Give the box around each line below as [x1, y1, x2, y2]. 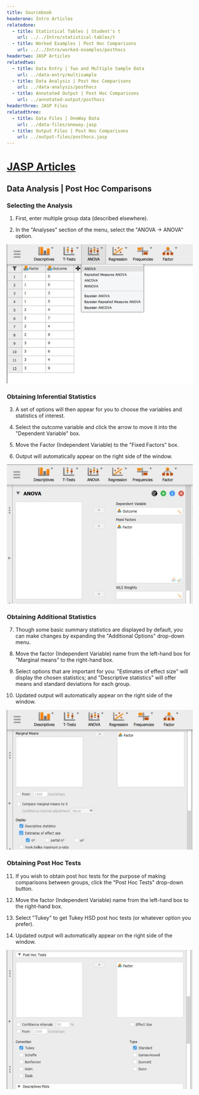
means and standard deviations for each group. [15, 681, 131, 688]
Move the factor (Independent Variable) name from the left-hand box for [15, 650, 191, 658]
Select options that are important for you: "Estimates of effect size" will [15, 668, 188, 675]
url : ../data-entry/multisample [17, 71, 97, 78]
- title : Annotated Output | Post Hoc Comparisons [12, 90, 139, 97]
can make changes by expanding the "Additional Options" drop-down [15, 632, 185, 640]
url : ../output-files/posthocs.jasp [17, 134, 108, 140]
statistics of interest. [15, 412, 66, 419]
